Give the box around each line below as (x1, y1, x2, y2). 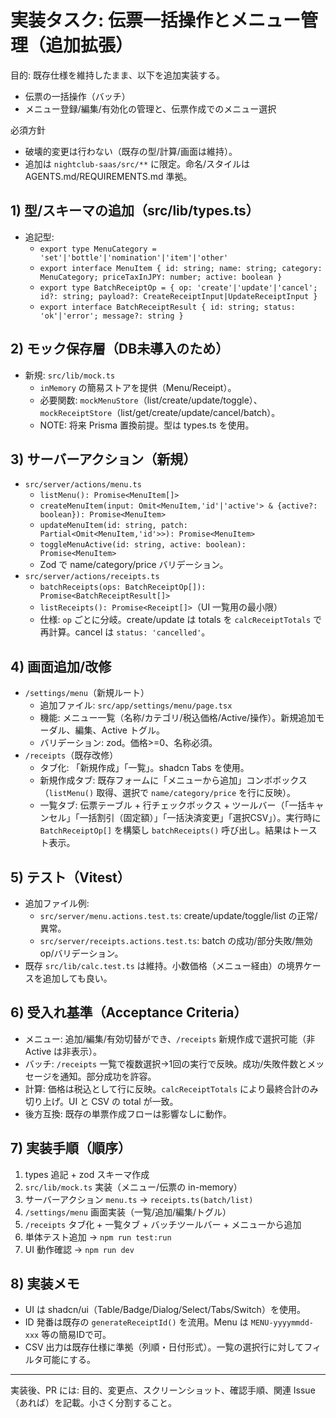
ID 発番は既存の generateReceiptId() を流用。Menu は (24, 1316, 249, 1328)
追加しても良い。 (42, 972, 113, 984)
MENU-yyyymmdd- (250, 1318, 314, 1328)
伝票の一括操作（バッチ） (24, 90, 131, 102)
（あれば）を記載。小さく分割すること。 (10, 1397, 177, 1409)
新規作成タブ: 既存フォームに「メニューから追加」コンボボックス (39, 774, 308, 786)
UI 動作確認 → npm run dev (24, 1243, 135, 1255)
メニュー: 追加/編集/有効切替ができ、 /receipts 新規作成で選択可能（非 (24, 1032, 316, 1045)
